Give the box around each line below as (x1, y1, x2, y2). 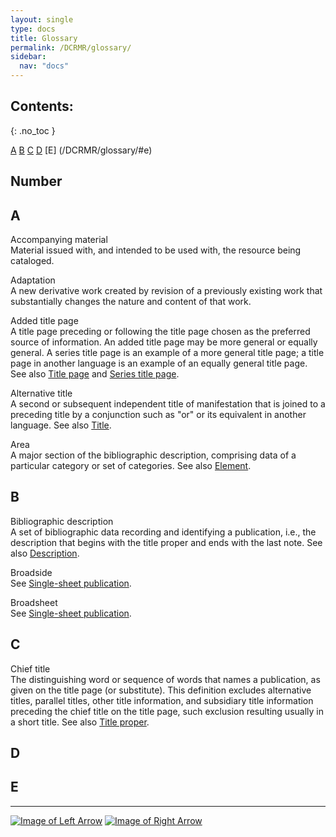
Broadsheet (10, 596, 58, 608)
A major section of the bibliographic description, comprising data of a (10, 449, 297, 461)
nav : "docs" (19, 61, 70, 71)
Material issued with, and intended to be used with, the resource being (10, 244, 302, 256)
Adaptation (10, 274, 56, 286)
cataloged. (10, 255, 55, 267)
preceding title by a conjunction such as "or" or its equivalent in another (10, 409, 307, 421)
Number (10, 173, 63, 190)
